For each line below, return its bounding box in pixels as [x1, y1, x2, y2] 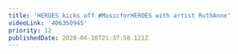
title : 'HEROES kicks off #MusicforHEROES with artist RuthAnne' [8, 11, 231, 20]
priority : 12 [8, 26, 52, 34]
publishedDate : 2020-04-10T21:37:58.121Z [8, 33, 149, 42]
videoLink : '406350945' [8, 19, 88, 27]
